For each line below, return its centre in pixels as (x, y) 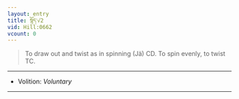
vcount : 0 (22, 34)
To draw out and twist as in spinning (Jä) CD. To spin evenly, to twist (125, 54)
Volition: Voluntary (45, 81)
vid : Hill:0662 (30, 27)
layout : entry (28, 14)
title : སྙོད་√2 (26, 21)
